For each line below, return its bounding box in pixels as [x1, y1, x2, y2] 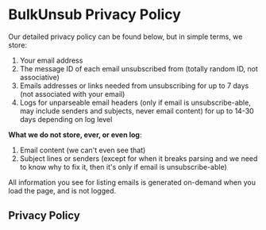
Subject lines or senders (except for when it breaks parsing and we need [19, 153, 258, 163]
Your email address [19, 56, 83, 65]
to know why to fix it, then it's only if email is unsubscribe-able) [19, 162, 228, 171]
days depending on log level [19, 114, 113, 124]
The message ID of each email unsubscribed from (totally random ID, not [19, 63, 258, 73]
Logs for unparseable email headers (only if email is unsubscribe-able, [19, 98, 252, 107]
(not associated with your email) [19, 89, 125, 98]
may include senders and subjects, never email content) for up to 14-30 [19, 105, 254, 116]
